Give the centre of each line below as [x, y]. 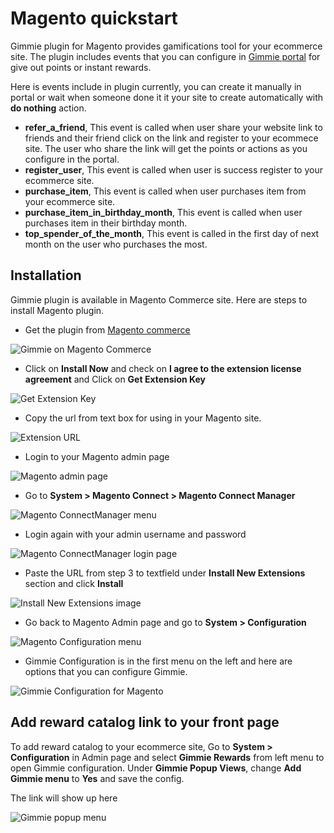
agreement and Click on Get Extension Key [115, 379]
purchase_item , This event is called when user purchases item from [165, 191]
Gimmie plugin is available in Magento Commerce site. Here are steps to [159, 299]
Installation [46, 275]
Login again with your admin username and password [135, 534]
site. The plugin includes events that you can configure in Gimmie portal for [165, 56]
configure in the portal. [72, 159]
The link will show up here [64, 798]
